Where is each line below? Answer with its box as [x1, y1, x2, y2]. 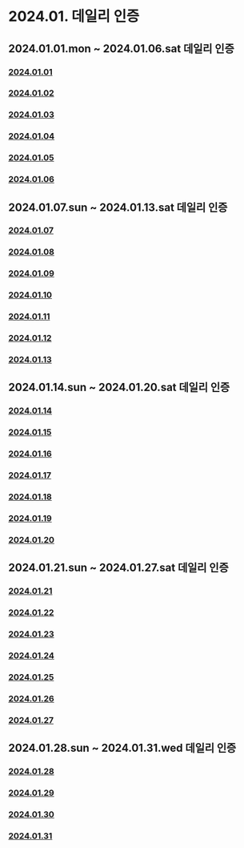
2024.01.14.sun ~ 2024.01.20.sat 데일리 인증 [8, 381, 230, 394]
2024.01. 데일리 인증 [8, 7, 140, 26]
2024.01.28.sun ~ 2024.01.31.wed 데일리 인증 [8, 741, 237, 755]
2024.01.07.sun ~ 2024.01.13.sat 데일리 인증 [8, 200, 228, 214]
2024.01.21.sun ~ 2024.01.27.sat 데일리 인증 [8, 561, 230, 575]
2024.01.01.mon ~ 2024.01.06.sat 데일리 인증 [8, 42, 234, 55]
